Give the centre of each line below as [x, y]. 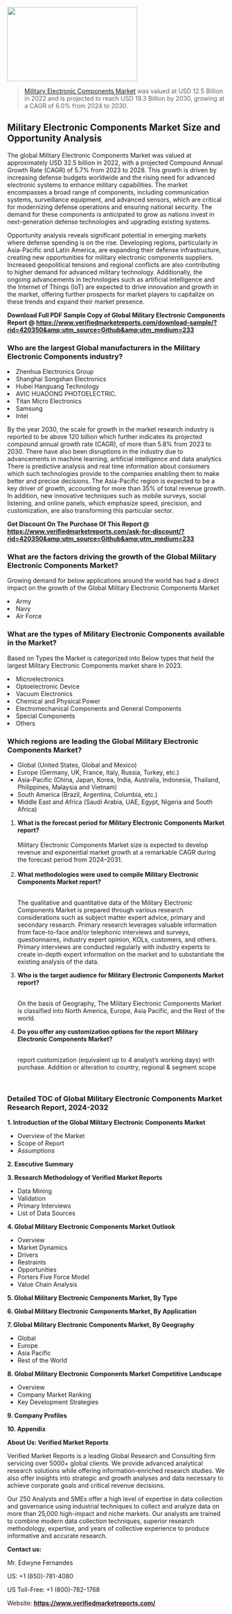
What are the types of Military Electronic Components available [116, 634]
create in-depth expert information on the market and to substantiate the [121, 954]
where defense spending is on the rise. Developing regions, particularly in [113, 242]
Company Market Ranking [54, 1395]
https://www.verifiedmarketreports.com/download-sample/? [126, 322]
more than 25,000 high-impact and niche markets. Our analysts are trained [114, 1514]
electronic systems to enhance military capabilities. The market [98, 185]
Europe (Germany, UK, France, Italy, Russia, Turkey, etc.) [98, 772]
